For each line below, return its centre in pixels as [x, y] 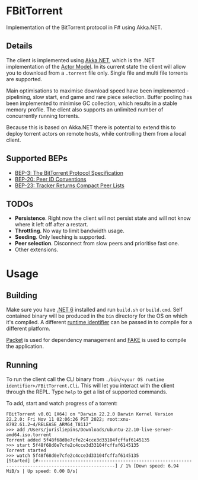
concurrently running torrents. [43, 116]
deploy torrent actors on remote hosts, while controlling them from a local [96, 133]
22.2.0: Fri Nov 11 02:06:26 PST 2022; [55, 420]
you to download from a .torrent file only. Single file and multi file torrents [97, 73]
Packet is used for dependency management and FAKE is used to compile [96, 340]
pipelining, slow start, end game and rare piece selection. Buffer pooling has [99, 97]
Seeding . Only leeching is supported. [60, 237]
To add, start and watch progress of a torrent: [62, 404]
